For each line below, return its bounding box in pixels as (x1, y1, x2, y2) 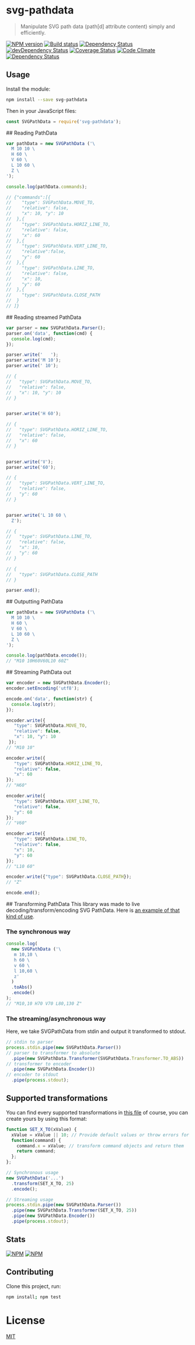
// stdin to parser (6, 1039, 54, 1045)
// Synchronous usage (6, 1170, 59, 1176)
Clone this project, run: (6, 1282, 61, 1289)
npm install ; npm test (6, 1294, 61, 1300)
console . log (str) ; (11, 701, 57, 707)
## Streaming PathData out (6, 668, 72, 676)
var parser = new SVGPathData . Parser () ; (6, 325, 106, 331)
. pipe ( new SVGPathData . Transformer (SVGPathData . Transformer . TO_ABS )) (11, 1055, 184, 1061)
